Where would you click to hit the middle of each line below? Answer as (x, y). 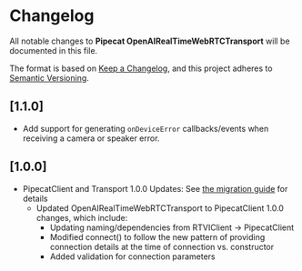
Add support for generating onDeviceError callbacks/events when (146, 128)
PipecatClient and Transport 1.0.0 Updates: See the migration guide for (155, 188)
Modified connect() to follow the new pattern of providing (157, 236)
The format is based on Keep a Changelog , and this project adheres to (141, 68)
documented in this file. (54, 50)
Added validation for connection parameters (132, 256)
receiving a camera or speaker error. (91, 138)
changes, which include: (82, 217)
